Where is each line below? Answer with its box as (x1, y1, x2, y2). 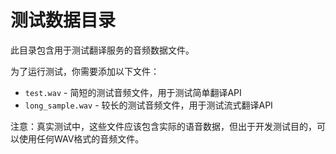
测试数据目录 (10, 9, 117, 32)
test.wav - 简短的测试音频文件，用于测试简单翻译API (24, 86, 242, 98)
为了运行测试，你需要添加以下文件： (10, 65, 160, 77)
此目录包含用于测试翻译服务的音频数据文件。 (10, 44, 195, 56)
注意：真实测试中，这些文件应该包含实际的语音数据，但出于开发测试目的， (10, 120, 317, 132)
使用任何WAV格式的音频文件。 (18, 132, 145, 145)
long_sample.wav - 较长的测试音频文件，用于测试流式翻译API (24, 99, 273, 111)
